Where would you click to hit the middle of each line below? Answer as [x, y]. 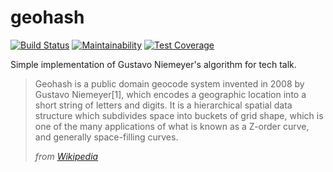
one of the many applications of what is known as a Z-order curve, [172, 126]
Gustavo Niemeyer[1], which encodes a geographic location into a [170, 94]
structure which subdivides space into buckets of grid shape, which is [179, 115]
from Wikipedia [66, 156]
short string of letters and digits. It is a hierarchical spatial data [163, 105]
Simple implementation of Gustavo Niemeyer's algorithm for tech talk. [153, 64]
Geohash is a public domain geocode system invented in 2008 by [169, 83]
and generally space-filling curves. [106, 137]
